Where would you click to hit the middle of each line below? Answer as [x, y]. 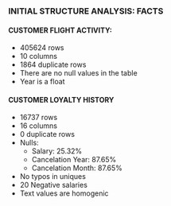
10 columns [39, 56]
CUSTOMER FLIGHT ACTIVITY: [60, 30]
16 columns [39, 126]
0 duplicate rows [47, 134]
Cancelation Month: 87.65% [77, 168]
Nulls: [29, 143]
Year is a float [42, 82]
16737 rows [39, 118]
